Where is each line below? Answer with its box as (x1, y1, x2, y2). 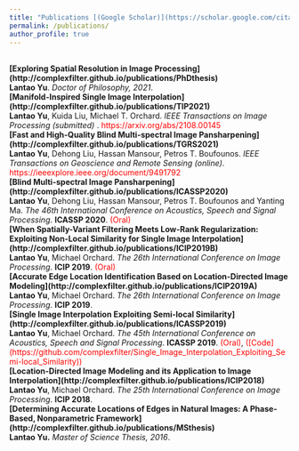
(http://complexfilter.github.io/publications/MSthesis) (9, 423, 215, 433)
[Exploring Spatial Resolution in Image (9, 63, 153, 74)
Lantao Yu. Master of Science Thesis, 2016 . (9, 432, 171, 443)
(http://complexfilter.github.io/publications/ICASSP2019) (9, 318, 227, 329)
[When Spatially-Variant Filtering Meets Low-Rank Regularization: (9, 224, 259, 235)
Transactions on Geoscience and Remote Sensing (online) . (9, 157, 225, 169)
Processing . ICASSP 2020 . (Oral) (9, 214, 132, 225)
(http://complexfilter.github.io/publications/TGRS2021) (9, 139, 220, 149)
